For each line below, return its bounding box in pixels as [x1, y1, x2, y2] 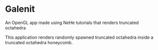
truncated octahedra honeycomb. [5, 39, 73, 45]
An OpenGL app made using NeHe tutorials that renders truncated [5, 20, 139, 25]
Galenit [5, 3, 35, 15]
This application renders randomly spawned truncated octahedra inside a [5, 34, 154, 40]
